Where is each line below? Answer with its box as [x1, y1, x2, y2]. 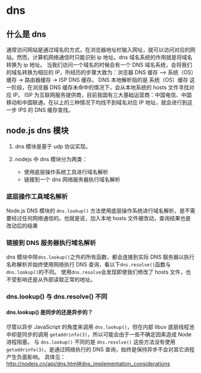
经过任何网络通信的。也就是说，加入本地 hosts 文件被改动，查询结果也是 [11, 215, 191, 222]
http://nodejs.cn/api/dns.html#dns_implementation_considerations [6, 360, 170, 367]
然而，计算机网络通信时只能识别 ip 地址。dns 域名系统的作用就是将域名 [16, 54, 193, 61]
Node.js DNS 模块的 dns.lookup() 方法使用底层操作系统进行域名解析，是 [6, 207, 185, 214]
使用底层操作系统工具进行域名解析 [23, 168, 109, 175]
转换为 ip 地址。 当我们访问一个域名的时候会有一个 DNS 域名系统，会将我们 [6, 61, 193, 68]
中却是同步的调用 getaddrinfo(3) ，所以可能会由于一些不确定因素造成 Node [6, 330, 192, 338]
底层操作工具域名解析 [6, 192, 68, 200]
